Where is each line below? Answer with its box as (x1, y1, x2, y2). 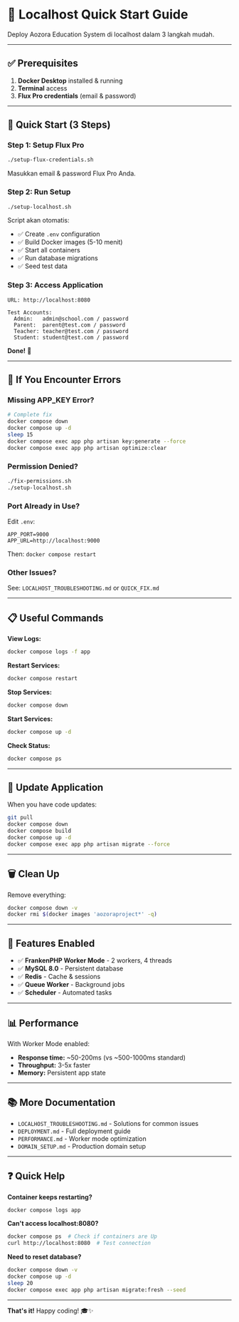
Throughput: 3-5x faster (17, 1060, 91, 1069)
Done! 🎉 (7, 346, 32, 355)
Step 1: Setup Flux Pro (7, 140, 85, 150)
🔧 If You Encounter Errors (7, 374, 122, 386)
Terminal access (17, 83, 68, 92)
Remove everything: (7, 891, 66, 899)
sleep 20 (7, 1279, 33, 1286)
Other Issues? (7, 567, 57, 577)
